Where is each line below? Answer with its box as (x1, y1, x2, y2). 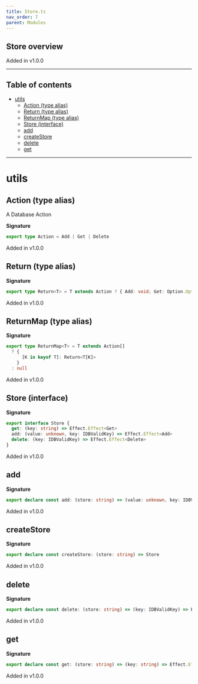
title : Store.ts (6, 8, 46, 15)
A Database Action (6, 211, 52, 218)
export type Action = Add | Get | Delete (6, 234, 110, 240)
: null (11, 365, 28, 371)
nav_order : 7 (6, 14, 38, 20)
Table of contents (6, 80, 72, 90)
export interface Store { (6, 420, 70, 426)
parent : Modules (6, 19, 46, 25)
